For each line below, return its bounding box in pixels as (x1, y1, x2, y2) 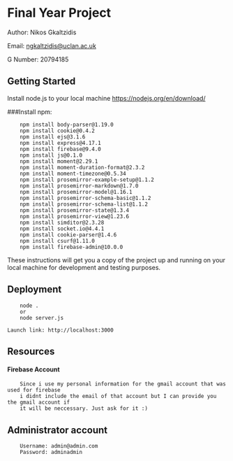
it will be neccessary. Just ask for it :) (20, 405, 149, 412)
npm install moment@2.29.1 (20, 157, 98, 165)
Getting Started (7, 76, 76, 87)
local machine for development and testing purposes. (7, 263, 161, 271)
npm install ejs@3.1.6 (20, 133, 86, 141)
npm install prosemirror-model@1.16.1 (20, 188, 133, 195)
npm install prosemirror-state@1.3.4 (20, 206, 130, 214)
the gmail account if (7, 399, 70, 406)
